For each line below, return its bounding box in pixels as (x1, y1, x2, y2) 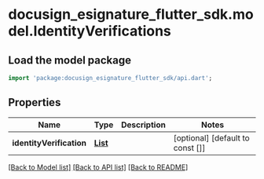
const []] (173, 142, 206, 153)
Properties (8, 96, 61, 109)
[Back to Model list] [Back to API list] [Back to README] (8, 163, 189, 172)
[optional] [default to (173, 132, 250, 143)
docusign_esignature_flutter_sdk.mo (8, 5, 254, 24)
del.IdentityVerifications (8, 22, 171, 40)
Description (120, 119, 167, 130)
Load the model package (8, 53, 132, 67)
